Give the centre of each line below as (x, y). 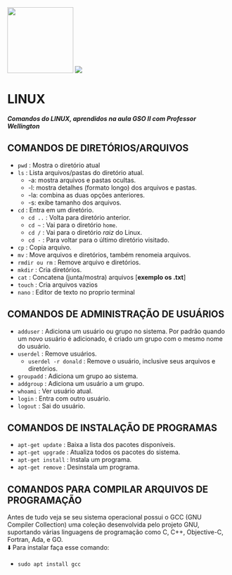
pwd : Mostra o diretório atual (59, 165)
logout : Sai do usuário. (51, 406)
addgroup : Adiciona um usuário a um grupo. (81, 383)
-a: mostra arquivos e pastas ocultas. (82, 180)
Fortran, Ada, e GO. (35, 540)
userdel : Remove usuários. (57, 354)
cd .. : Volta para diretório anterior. (79, 217)
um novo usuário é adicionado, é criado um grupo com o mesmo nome (120, 338)
